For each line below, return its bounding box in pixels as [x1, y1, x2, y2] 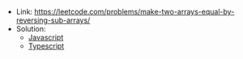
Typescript [28, 41, 65, 51]
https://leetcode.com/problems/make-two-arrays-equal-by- [34, 7, 235, 16]
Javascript [28, 32, 64, 42]
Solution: [15, 24, 46, 33]
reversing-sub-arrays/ [15, 15, 91, 25]
